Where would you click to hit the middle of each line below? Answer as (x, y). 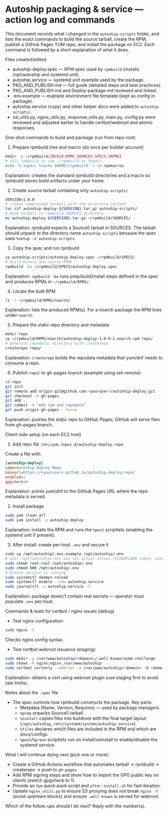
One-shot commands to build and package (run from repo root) (70, 137)
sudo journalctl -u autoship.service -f (48, 587)
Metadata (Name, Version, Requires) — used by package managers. (90, 707)
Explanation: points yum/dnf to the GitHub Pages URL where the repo (77, 491)
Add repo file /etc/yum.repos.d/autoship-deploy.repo (68, 444)
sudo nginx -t (20, 630)
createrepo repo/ (23, 348)
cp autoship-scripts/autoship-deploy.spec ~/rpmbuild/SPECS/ (70, 257)
